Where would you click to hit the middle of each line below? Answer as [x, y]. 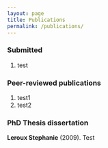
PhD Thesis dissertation [48, 123]
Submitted [25, 50]
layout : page [26, 13]
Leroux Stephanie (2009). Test [51, 138]
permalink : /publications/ [45, 26]
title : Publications [37, 20]
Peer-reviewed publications [54, 83]
